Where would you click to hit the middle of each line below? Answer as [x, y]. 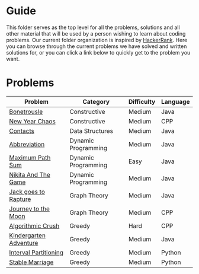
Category [96, 101]
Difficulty [142, 101]
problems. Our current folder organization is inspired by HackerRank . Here [97, 40]
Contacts [22, 130]
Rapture [20, 199]
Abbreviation [27, 144]
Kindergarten [28, 235]
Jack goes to [27, 192]
